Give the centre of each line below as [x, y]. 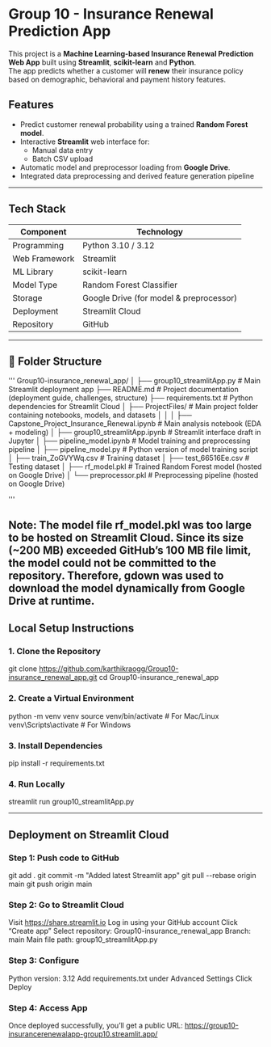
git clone [23, 669]
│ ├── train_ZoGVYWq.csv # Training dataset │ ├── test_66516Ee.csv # [129, 458]
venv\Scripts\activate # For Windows [70, 724]
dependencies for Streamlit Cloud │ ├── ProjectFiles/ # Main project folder [133, 407]
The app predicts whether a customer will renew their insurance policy [126, 70]
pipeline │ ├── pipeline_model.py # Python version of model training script [133, 450]
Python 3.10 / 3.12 [118, 245]
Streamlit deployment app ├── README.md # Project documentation [124, 390]
